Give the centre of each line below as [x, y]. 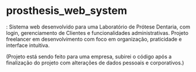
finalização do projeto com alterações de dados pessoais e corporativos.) [95, 63]
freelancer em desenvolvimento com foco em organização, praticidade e [94, 39]
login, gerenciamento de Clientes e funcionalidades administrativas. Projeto [97, 33]
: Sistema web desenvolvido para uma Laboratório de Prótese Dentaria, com [98, 27]
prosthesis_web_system [67, 11]
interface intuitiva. [28, 45]
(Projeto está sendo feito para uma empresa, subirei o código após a [89, 56]
